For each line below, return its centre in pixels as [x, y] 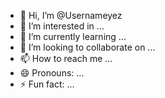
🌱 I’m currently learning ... [73, 36]
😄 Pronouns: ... [52, 73]
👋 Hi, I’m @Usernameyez [71, 15]
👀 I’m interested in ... [62, 26]
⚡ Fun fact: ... [47, 84]
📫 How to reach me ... [66, 58]
